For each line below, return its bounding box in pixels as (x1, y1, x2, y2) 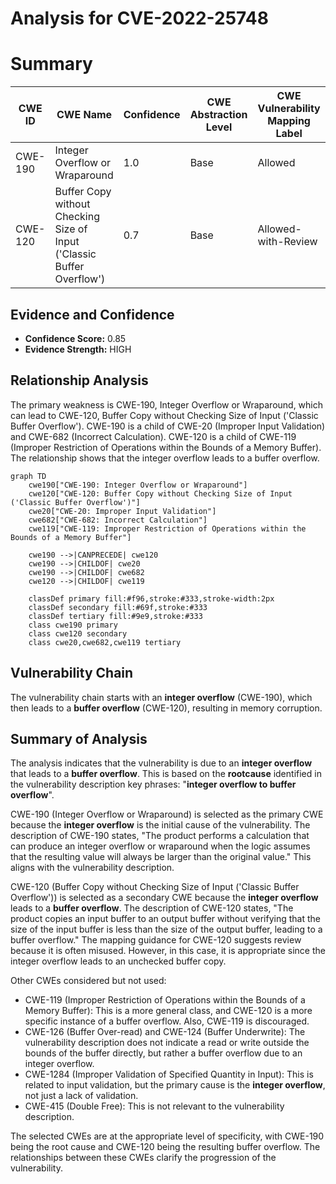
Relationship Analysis (10, 372, 149, 389)
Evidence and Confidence (10, 306, 175, 323)
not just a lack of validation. (24, 1090, 139, 1102)
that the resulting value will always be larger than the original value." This (10, 851, 312, 863)
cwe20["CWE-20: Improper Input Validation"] (28, 506, 217, 516)
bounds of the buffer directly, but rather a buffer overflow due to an (24, 1047, 303, 1059)
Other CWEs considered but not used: (10, 975, 167, 987)
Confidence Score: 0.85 (24, 332, 127, 344)
